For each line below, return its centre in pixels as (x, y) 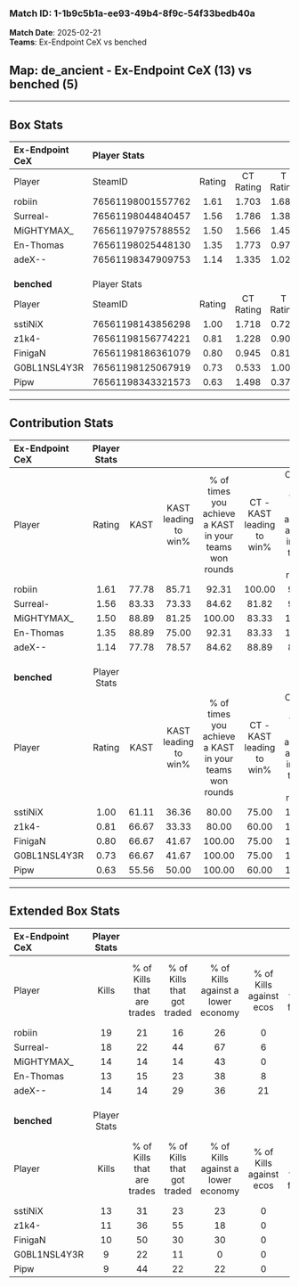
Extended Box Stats (65, 911)
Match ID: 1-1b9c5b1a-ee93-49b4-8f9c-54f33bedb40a (132, 13)
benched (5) (44, 84)
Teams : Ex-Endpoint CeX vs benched (78, 42)
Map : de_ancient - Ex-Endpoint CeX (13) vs (130, 70)
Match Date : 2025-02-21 (55, 33)
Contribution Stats (61, 423)
